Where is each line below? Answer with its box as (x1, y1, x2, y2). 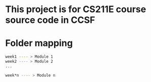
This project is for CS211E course (5, 4, 146, 15)
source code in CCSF (5, 14, 95, 26)
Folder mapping (5, 37, 73, 49)
